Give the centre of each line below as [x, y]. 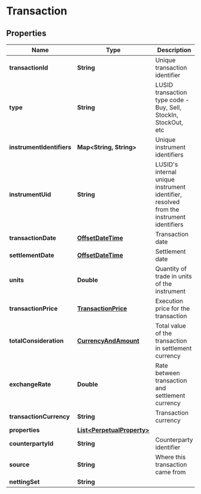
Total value [171, 326]
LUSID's [167, 164]
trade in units [174, 276]
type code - [172, 100]
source [19, 465]
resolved [167, 202]
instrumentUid [30, 194]
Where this [170, 457]
